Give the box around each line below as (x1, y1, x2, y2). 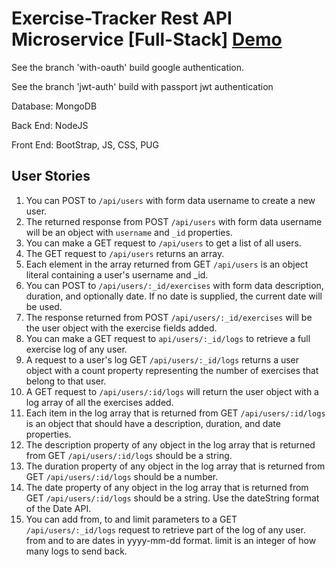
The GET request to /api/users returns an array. (25, 247, 225, 259)
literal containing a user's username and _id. (25, 268, 209, 281)
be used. (25, 300, 63, 312)
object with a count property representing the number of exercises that (25, 364, 319, 376)
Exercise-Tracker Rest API (11, 7, 233, 30)
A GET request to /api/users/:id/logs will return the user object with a (25, 385, 319, 397)
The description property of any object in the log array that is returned (25, 438, 316, 451)
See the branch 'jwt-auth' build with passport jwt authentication (11, 80, 274, 92)
